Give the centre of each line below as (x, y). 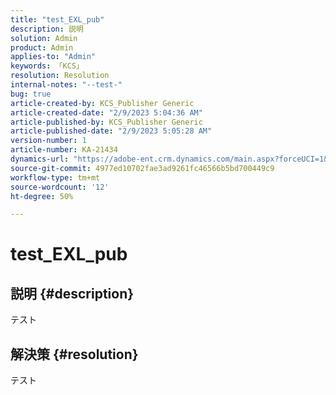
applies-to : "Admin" (53, 57)
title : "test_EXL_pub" (57, 19)
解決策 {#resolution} (74, 354)
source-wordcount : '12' (60, 187)
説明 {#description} (72, 293)
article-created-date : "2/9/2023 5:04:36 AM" (106, 112)
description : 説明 (47, 29)
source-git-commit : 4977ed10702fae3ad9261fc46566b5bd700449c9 (142, 168)
